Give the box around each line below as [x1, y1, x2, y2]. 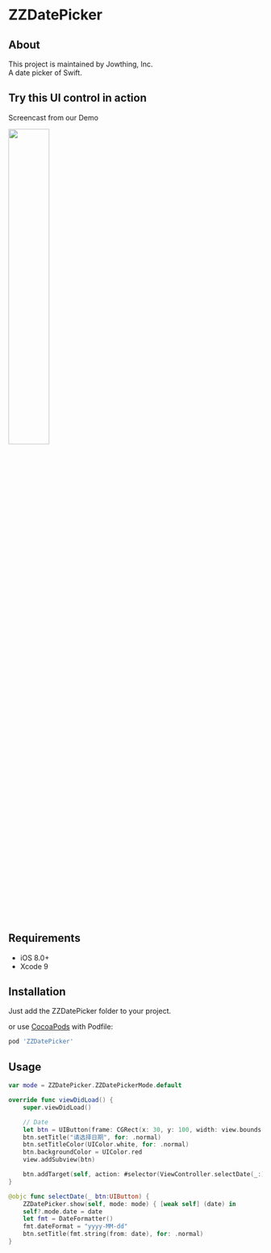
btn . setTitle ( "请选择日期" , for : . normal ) [23, 1133, 161, 1141]
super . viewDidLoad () [23, 1103, 92, 1112]
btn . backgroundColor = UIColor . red [23, 1148, 143, 1157]
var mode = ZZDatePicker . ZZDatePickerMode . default [8, 1082, 182, 1090]
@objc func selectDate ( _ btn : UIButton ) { [8, 1192, 150, 1200]
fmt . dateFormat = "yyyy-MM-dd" [23, 1222, 128, 1230]
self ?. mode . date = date [23, 1207, 103, 1216]
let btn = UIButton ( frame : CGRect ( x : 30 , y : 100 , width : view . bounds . [23, 1125, 265, 1133]
